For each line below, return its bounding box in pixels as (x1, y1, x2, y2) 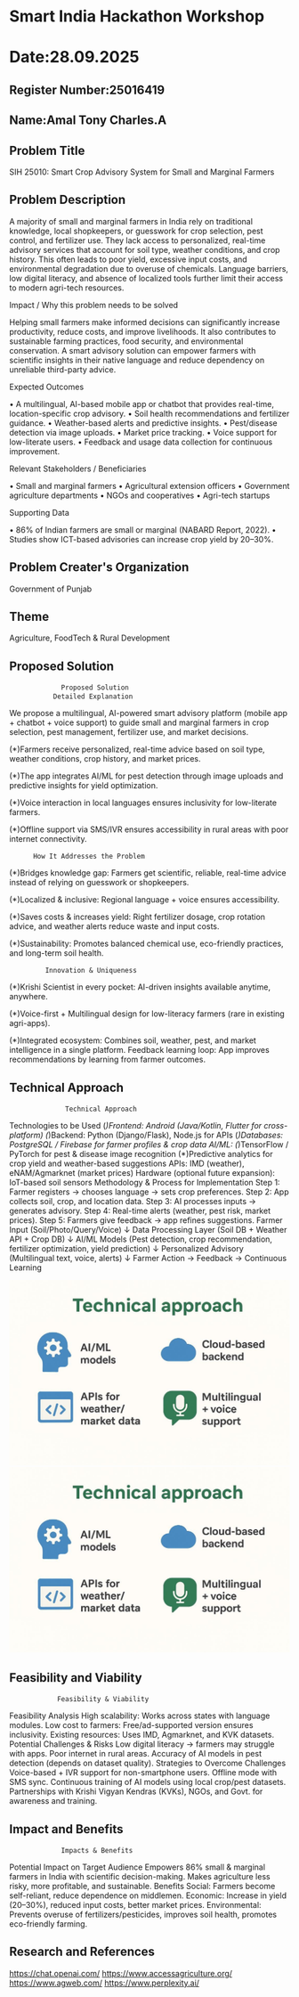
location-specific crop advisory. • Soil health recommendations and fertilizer (9, 408, 290, 419)
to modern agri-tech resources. (9, 282, 125, 293)
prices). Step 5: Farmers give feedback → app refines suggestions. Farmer (9, 1215, 283, 1226)
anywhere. (9, 991, 48, 1002)
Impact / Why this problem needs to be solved (9, 299, 179, 310)
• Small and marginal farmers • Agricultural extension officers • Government (9, 480, 290, 491)
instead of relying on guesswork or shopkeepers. (9, 877, 190, 888)
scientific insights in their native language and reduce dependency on (9, 355, 265, 365)
